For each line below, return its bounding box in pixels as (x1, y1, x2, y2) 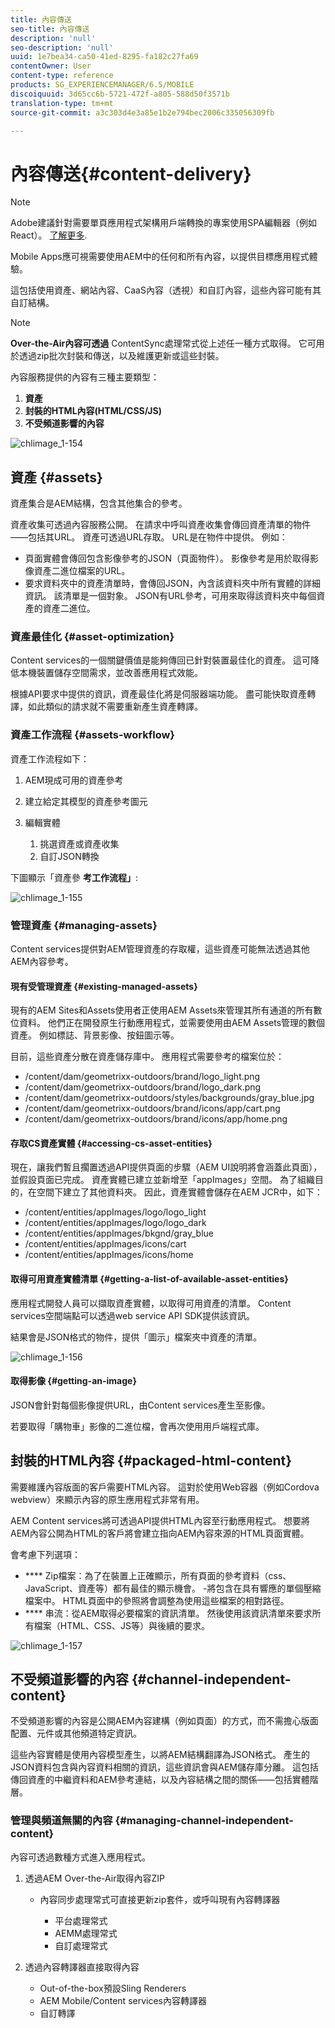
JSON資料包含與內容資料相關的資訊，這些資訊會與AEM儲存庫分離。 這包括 (10, 1761, 319, 1773)
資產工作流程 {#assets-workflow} (10, 728, 176, 742)
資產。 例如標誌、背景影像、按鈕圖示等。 (10, 1029, 180, 1041)
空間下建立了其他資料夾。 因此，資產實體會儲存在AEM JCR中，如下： (36, 1186, 323, 1198)
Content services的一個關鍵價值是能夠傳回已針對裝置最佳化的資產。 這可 (10, 654, 312, 666)
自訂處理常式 (54, 1939, 108, 1951)
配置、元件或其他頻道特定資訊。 (10, 1727, 142, 1740)
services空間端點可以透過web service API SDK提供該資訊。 (10, 1309, 255, 1321)
